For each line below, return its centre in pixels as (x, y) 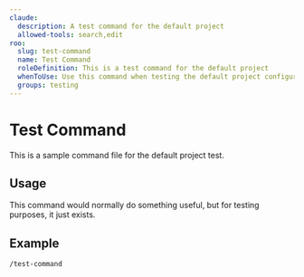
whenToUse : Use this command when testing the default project (139, 77)
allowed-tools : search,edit (71, 34)
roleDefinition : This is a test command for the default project (143, 69)
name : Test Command (54, 60)
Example (34, 243)
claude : (24, 18)
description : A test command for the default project (121, 26)
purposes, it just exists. (52, 215)
